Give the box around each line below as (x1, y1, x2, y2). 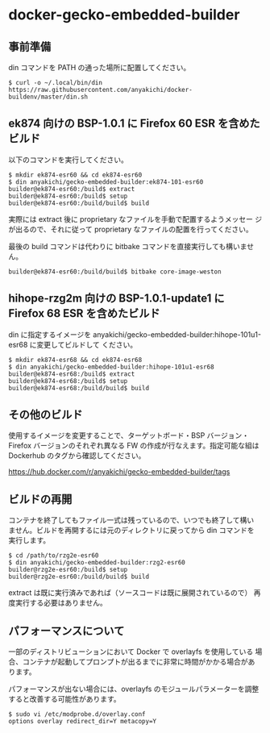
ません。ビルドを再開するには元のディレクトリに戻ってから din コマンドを (8, 526, 255, 535)
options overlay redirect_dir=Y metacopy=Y (8, 718, 157, 726)
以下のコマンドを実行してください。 (8, 155, 129, 165)
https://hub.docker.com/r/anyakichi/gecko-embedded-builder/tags (8, 467, 231, 477)
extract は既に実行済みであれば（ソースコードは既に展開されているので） (8, 588, 252, 598)
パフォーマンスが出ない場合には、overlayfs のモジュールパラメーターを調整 (8, 684, 260, 694)
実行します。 (8, 535, 51, 545)
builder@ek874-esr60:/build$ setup (8, 192, 128, 200)
